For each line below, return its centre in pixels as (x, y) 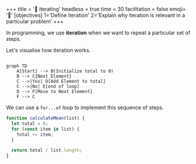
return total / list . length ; (47, 151)
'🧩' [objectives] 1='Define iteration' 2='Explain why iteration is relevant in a (96, 15)
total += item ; (35, 134)
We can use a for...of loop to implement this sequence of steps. (85, 107)
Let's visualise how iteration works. (48, 50)
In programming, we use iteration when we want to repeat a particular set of (98, 33)
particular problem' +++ (35, 21)
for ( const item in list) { (46, 129)
